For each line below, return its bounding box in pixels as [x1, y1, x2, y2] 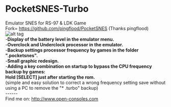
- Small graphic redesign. [5, 58, 59, 64]
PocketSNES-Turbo [5, 3, 89, 15]
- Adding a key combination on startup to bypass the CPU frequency [5, 63, 152, 69]
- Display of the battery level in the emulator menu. [5, 36, 114, 42]
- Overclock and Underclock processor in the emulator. [5, 41, 124, 47]
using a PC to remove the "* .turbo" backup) [5, 85, 99, 91]
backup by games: [5, 68, 46, 74]
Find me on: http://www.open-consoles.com [5, 95, 99, 102]
